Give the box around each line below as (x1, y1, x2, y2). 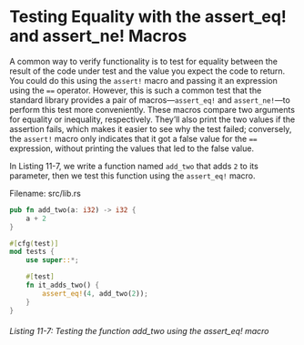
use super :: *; (25, 256, 79, 265)
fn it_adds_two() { (25, 280, 100, 290)
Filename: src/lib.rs (9, 188, 82, 198)
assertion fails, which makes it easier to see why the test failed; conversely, (9, 123, 292, 134)
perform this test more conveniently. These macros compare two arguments (9, 104, 296, 115)
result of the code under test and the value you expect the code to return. (9, 66, 286, 76)
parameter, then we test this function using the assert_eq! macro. (9, 170, 256, 181)
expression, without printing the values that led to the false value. (9, 143, 255, 154)
